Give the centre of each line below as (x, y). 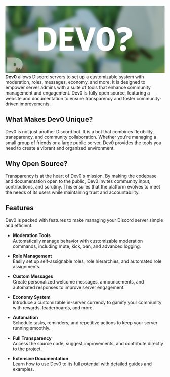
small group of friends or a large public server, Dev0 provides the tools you (83, 143)
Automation (25, 317)
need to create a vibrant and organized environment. (60, 148)
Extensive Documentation (40, 358)
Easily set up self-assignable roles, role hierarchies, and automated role (87, 261)
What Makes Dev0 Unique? (49, 120)
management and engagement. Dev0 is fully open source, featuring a (78, 93)
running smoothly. (31, 328)
